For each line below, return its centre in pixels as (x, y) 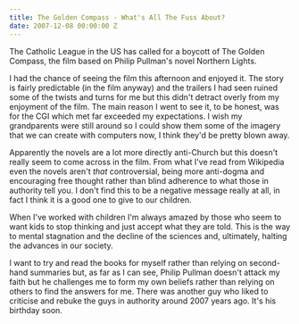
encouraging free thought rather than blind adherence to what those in (139, 180)
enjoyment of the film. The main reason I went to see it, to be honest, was (144, 106)
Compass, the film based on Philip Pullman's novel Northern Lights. (133, 61)
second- (265, 262)
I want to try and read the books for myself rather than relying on (129, 262)
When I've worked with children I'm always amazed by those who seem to (145, 217)
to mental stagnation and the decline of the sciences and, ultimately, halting (148, 236)
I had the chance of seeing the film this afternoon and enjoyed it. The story (146, 78)
